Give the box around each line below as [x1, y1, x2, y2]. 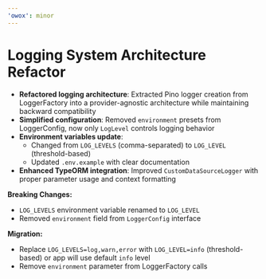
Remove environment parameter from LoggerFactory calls [18, 261, 208, 271]
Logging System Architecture [7, 45, 206, 64]
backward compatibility [18, 106, 96, 116]
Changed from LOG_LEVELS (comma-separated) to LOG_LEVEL [30, 140, 226, 150]
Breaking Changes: [7, 189, 72, 199]
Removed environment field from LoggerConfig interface [18, 213, 201, 223]
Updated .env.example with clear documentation [30, 157, 190, 167]
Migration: [7, 229, 43, 238]
